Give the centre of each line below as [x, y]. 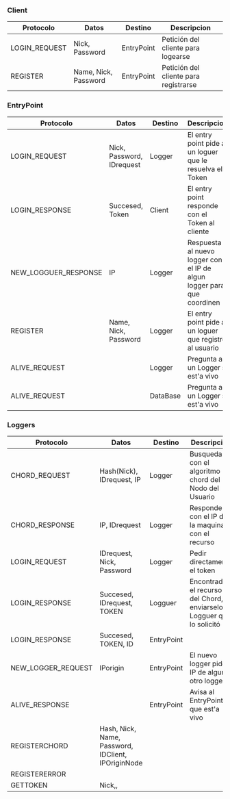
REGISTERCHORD [39, 746]
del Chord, [206, 598]
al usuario [203, 348]
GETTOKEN [29, 785]
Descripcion [190, 28]
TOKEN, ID [116, 644]
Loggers [21, 424]
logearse [176, 57]
